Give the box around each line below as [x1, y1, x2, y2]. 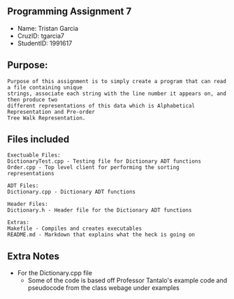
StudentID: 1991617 [17, 38, 73, 48]
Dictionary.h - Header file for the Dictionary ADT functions [7, 207, 192, 214]
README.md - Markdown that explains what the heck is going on [7, 231, 196, 238]
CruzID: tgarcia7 [17, 31, 65, 40]
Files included [7, 133, 70, 145]
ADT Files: [7, 182, 39, 189]
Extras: [7, 219, 30, 226]
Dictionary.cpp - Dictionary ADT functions [7, 189, 136, 196]
